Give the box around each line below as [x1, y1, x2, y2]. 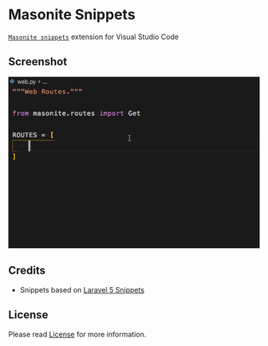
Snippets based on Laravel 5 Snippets [19, 285, 145, 294]
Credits [8, 264, 46, 277]
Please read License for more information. [8, 329, 147, 339]
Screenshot [8, 55, 68, 69]
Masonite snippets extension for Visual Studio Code [8, 32, 179, 41]
